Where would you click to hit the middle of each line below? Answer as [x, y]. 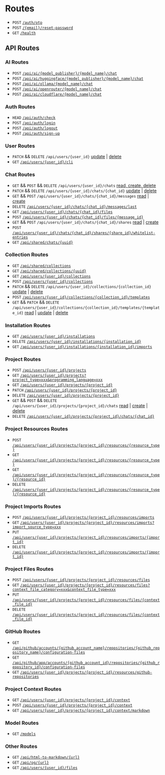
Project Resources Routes [37, 429]
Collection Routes [27, 255]
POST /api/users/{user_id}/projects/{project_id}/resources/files [81, 580]
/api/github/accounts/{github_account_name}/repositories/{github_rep [86, 648]
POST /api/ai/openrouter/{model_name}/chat [57, 89]
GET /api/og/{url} [30, 763]
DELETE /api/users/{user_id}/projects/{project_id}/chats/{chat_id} [83, 417]
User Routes [20, 146]
